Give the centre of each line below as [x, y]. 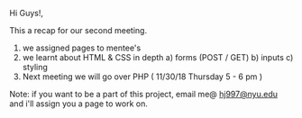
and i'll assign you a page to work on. [79, 104]
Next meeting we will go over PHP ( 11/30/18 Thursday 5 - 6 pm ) [142, 77]
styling [35, 67]
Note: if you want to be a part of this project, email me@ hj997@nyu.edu [143, 94]
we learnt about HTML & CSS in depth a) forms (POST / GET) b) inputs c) [158, 57]
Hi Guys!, [26, 13]
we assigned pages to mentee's [82, 48]
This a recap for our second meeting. [78, 30]
